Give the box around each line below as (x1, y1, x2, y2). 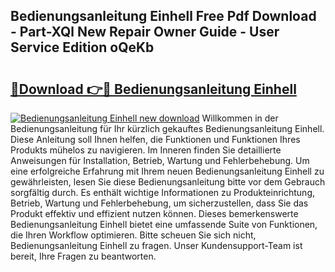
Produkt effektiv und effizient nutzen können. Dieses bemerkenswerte (10, 208, 299, 219)
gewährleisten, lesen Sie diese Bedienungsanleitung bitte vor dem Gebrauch (10, 176, 326, 188)
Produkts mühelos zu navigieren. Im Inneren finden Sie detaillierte (10, 144, 282, 156)
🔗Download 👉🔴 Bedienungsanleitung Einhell (10, 80, 297, 98)
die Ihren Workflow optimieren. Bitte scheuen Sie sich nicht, (10, 229, 257, 241)
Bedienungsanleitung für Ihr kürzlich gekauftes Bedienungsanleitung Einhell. (10, 123, 325, 134)
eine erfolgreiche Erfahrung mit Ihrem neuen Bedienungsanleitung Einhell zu (10, 165, 325, 177)
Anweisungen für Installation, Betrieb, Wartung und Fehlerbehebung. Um (10, 155, 310, 166)
